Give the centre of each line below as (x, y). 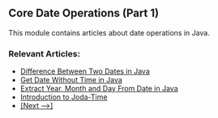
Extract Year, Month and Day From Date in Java (99, 89)
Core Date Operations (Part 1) (84, 13)
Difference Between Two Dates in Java (85, 71)
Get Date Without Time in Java (71, 80)
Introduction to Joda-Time (64, 97)
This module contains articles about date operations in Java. (109, 32)
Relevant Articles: (45, 53)
